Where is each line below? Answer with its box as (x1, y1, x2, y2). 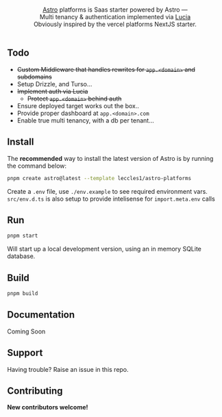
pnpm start (7, 232, 38, 240)
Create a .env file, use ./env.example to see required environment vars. (7, 187, 208, 195)
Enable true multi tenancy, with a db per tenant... (16, 116, 154, 125)
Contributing (7, 385, 63, 396)
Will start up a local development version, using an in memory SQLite (7, 245, 202, 253)
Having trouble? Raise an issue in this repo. (7, 365, 129, 373)
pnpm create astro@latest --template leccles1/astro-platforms (7, 175, 192, 181)
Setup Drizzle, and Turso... (16, 79, 92, 88)
